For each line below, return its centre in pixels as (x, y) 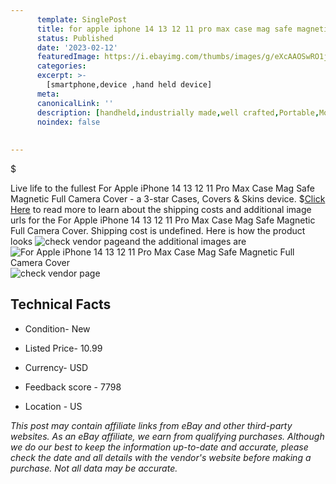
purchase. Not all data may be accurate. (94, 468)
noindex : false (68, 122)
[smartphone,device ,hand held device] (129, 85)
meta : (48, 94)
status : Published (75, 38)
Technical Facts (61, 304)
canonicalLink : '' (75, 103)
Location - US (53, 406)
